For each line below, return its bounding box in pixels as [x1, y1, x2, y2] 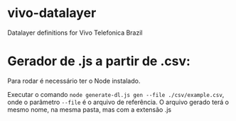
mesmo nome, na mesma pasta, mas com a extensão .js [7, 105, 172, 114]
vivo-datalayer [7, 5, 97, 21]
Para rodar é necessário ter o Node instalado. [7, 76, 141, 85]
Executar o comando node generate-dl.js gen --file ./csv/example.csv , [7, 90, 225, 98]
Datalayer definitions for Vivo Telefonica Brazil [7, 28, 143, 37]
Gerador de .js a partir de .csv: [7, 53, 191, 69]
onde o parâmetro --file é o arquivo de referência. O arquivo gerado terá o [7, 98, 230, 106]
